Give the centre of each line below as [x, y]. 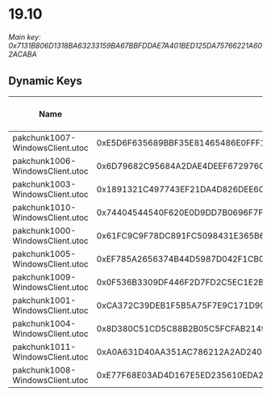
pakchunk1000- [44, 230]
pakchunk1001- [44, 300]
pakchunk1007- [44, 137]
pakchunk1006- [44, 161]
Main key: [25, 36]
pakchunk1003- [44, 184]
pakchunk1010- [44, 207]
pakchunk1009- [44, 277]
